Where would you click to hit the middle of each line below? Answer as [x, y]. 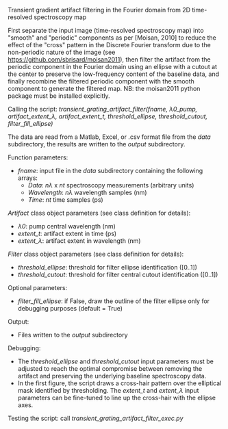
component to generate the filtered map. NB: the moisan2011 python [104, 89]
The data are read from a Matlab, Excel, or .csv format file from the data [109, 137]
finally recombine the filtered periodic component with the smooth [101, 81]
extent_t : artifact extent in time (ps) [67, 233]
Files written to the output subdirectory [73, 335]
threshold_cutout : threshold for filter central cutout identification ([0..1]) [118, 274]
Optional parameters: [38, 288]
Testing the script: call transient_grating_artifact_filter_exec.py [96, 418]
